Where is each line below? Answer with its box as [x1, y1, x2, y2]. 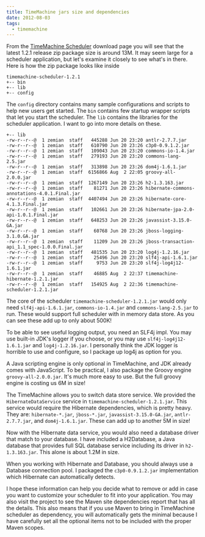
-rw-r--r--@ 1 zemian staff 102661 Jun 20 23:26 [6, 207, 143, 213]
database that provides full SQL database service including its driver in [6, 442, 184, 449]
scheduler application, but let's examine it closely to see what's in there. [6, 56, 188, 63]
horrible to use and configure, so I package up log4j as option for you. [6, 348, 182, 356]
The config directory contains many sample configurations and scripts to [6, 101, 190, 108]
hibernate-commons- [145, 186, 195, 192]
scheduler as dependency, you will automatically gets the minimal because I [6, 511, 198, 519]
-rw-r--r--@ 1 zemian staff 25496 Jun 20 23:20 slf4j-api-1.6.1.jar [6, 254, 198, 261]
